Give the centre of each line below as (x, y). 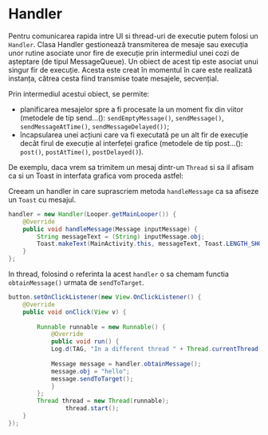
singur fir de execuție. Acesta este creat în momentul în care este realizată (130, 69)
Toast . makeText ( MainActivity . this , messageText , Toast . (132, 244)
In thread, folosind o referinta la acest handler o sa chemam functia (119, 274)
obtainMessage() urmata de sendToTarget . (77, 283)
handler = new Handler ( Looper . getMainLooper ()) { (93, 214)
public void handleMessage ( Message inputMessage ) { (110, 229)
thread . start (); (92, 409)
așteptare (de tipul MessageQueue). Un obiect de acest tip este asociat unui (134, 61)
